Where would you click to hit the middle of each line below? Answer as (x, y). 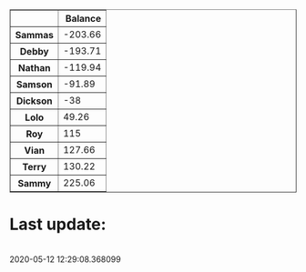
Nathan (34, 68)
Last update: (58, 224)
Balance (83, 19)
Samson (35, 84)
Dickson (34, 101)
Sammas (35, 35)
